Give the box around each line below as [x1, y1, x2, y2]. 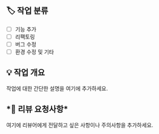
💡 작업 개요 [6, 68, 45, 78]
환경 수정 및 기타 [15, 48, 54, 56]
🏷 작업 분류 [6, 5, 48, 16]
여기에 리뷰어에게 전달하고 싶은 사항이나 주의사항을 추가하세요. [6, 121, 154, 129]
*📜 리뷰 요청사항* [6, 104, 68, 115]
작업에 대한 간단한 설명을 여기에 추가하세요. [6, 85, 108, 92]
